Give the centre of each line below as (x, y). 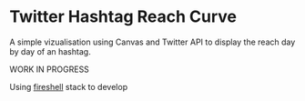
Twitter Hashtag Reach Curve (123, 17)
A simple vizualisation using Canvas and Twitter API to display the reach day (152, 42)
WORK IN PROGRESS (49, 69)
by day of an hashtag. (50, 51)
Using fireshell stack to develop (69, 86)
